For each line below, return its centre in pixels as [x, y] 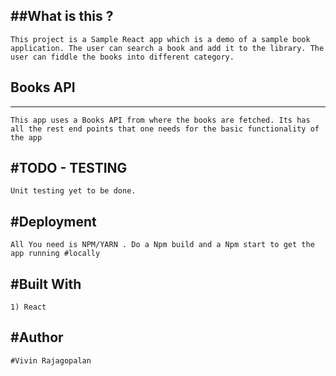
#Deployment [53, 221]
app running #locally [55, 254]
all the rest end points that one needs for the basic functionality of [165, 129]
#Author [37, 337]
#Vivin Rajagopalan [51, 360]
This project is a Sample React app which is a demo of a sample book [160, 39]
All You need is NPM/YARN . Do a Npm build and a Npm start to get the [162, 245]
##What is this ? [62, 16]
